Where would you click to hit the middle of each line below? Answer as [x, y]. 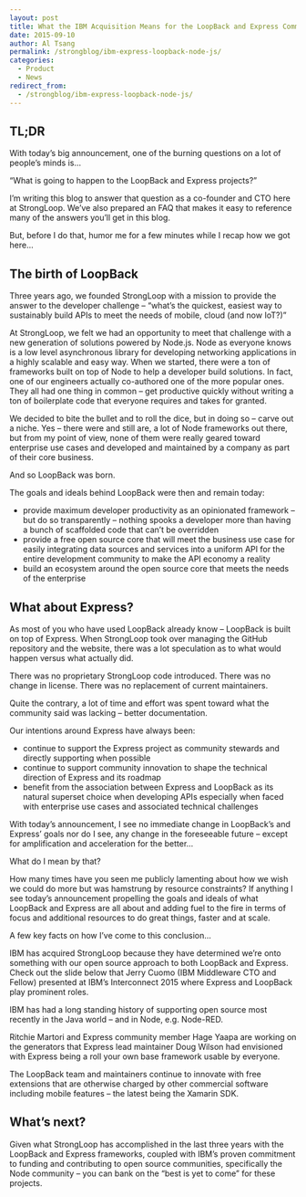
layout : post [34, 18]
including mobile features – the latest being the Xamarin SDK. [124, 1093]
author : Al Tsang [42, 43]
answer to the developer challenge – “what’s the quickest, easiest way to [146, 306]
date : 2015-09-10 [42, 35]
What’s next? [48, 1123]
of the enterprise [54, 578]
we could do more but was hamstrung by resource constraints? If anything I [151, 888]
